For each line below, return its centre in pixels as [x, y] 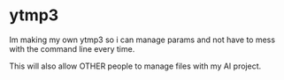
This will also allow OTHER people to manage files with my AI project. [135, 66]
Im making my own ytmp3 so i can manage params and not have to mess [142, 40]
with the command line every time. [72, 48]
